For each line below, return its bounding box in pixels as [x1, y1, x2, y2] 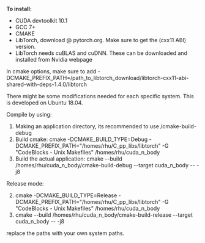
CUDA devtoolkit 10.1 [15, 17, 68, 24]
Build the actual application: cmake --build [15, 155, 122, 162]
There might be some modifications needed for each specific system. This [6, 93, 194, 100]
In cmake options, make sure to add [6, 68, 97, 75]
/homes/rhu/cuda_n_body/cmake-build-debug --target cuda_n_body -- [15, 162, 195, 169]
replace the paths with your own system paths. [6, 230, 125, 237]
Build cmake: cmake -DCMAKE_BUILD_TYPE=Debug [15, 136, 148, 143]
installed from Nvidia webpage [15, 56, 93, 63]
